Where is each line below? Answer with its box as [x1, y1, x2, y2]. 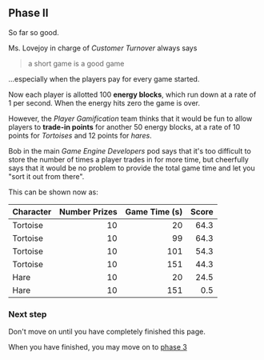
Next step [8, 308, 47, 319]
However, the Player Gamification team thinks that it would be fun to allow [8, 114, 253, 123]
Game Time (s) [125, 206, 183, 217]
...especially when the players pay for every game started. [8, 74, 200, 83]
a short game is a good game [27, 58, 125, 68]
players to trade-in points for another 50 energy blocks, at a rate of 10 [8, 122, 241, 131]
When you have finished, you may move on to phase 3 [8, 342, 188, 352]
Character [12, 206, 52, 217]
